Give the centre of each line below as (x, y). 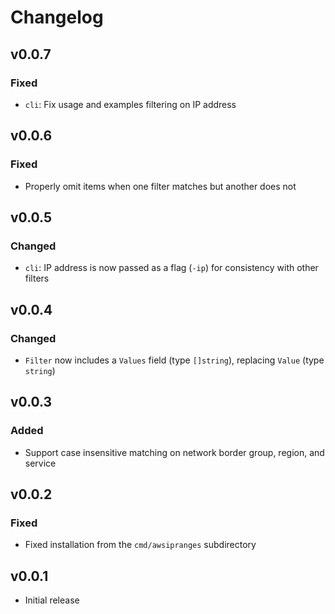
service (40, 463)
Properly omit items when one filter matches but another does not (160, 186)
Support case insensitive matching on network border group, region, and (174, 452)
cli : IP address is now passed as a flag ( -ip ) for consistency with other (171, 268)
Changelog (57, 17)
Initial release (52, 600)
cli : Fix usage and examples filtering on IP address (130, 104)
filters (37, 278)
